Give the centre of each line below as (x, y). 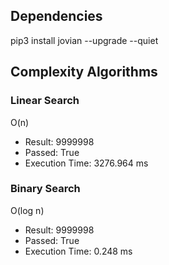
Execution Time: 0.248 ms (78, 251)
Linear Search (45, 101)
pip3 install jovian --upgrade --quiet (84, 40)
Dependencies (56, 16)
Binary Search (45, 189)
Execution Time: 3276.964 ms (86, 163)
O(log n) (27, 210)
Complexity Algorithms (84, 72)
